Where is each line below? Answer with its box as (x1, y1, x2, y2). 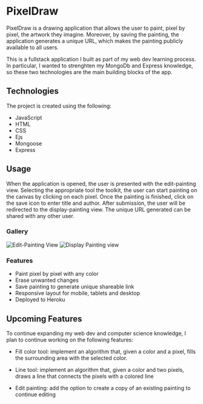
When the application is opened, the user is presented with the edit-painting (6, 180, 196, 187)
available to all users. (6, 44, 59, 51)
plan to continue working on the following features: (6, 336, 133, 343)
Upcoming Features (6, 313, 82, 324)
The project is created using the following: (6, 102, 112, 109)
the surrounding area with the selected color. (15, 354, 128, 361)
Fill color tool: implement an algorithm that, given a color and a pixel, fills (15, 348, 196, 355)
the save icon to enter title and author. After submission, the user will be (6, 199, 186, 207)
